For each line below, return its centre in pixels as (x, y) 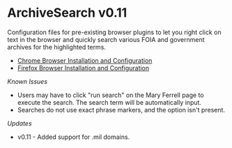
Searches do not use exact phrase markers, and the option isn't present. (121, 110)
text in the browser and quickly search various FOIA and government (106, 39)
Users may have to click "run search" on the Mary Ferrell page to (110, 95)
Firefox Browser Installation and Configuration (83, 68)
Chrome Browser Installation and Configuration (85, 60)
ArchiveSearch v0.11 (67, 13)
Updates (20, 123)
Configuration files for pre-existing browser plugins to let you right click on (114, 32)
